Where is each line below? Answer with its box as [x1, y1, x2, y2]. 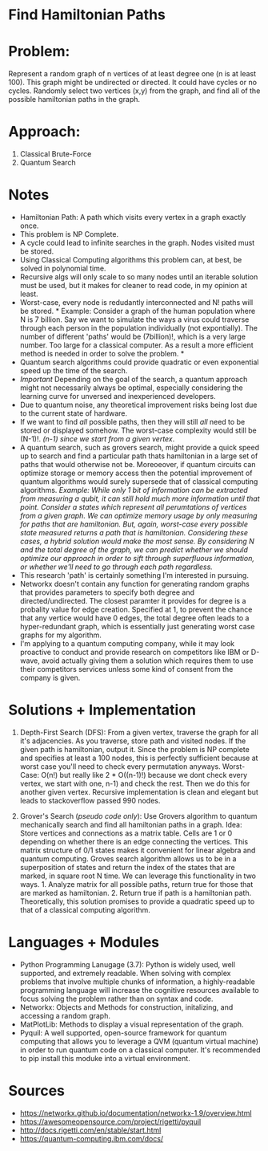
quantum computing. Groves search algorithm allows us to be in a [19, 853, 237, 864]
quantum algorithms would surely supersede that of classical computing [19, 477, 258, 486]
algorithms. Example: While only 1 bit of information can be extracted [19, 486, 248, 494]
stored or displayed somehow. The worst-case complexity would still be [19, 425, 258, 435]
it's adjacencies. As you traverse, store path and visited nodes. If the [19, 736, 246, 746]
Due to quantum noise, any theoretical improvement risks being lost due [19, 400, 258, 409]
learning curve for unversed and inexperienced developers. [19, 392, 216, 401]
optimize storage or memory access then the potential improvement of [19, 468, 253, 478]
